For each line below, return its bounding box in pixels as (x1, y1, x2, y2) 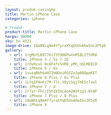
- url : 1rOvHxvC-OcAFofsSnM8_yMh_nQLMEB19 (9, 62, 97, 67)
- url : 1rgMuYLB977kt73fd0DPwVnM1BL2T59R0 (9, 52, 97, 57)
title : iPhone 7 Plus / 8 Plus (14, 93, 78, 98)
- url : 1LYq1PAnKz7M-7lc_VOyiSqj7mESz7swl (9, 80, 97, 85)
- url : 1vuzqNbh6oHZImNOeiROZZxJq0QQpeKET (9, 70, 97, 76)
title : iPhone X (14, 102, 47, 108)
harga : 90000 (5, 34, 32, 39)
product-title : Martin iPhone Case (5, 30, 78, 35)
